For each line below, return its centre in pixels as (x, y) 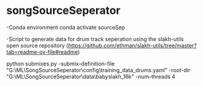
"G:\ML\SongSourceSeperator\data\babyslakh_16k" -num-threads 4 (91, 76)
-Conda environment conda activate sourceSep (66, 27)
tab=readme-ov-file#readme (42, 51)
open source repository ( (37, 45)
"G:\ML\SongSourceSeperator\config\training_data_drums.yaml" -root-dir (98, 70)
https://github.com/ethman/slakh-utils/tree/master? (132, 45)
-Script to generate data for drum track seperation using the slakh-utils (95, 39)
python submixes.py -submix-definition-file (61, 64)
